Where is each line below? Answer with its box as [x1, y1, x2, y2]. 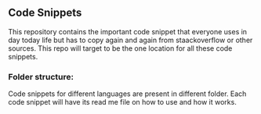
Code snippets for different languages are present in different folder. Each [8, 89, 247, 98]
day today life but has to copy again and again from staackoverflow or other [8, 35, 253, 45]
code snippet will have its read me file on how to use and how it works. [8, 98, 237, 107]
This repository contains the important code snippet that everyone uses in [8, 27, 248, 36]
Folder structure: [8, 71, 74, 82]
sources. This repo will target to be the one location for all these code [8, 43, 233, 53]
